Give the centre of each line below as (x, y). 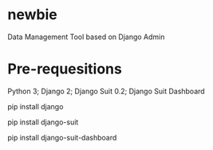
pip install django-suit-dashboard (62, 137)
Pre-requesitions (65, 69)
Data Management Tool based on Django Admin (86, 37)
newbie (32, 15)
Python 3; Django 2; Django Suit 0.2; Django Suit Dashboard (106, 91)
